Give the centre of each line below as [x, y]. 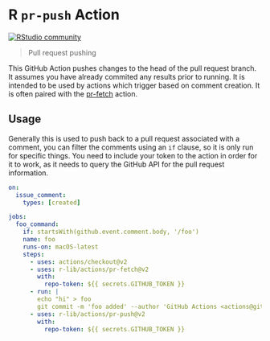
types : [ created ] [52, 203]
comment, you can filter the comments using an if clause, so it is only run [131, 147]
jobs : [17, 217]
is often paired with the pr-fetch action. [73, 93]
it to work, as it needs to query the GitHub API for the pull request [117, 164]
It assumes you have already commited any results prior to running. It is [127, 76]
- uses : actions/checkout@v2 [78, 262]
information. [29, 173]
